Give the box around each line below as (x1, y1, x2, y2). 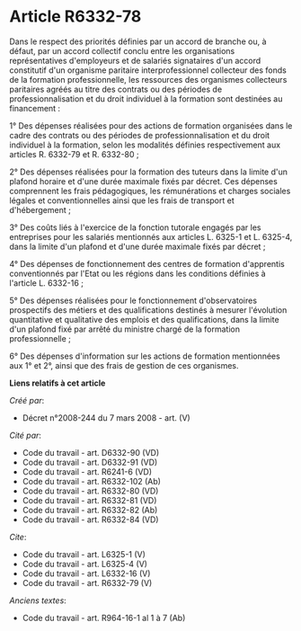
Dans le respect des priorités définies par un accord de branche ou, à (9, 36, 267, 47)
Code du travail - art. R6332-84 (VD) (22, 514, 159, 525)
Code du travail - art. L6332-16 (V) (22, 568, 151, 579)
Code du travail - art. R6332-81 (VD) (22, 494, 157, 505)
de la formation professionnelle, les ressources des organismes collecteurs (9, 74, 288, 84)
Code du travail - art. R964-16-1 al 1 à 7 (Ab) (22, 612, 186, 623)
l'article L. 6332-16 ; (9, 277, 84, 289)
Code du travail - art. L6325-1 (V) (22, 548, 146, 559)
